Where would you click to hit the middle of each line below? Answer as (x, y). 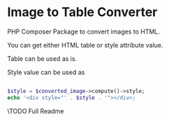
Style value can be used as (46, 72)
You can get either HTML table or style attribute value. (85, 45)
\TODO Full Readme (36, 111)
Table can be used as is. (42, 58)
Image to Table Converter (82, 12)
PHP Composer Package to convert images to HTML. (84, 31)
